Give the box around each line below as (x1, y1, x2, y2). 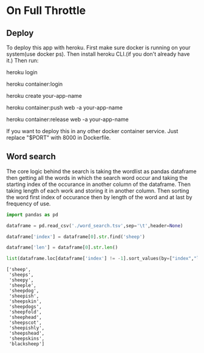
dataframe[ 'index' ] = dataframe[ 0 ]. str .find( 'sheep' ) (6, 233, 146, 240)
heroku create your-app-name (6, 92, 82, 99)
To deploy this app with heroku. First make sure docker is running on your (6, 44, 191, 51)
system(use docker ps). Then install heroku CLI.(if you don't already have (6, 50, 190, 58)
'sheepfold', (8, 309, 42, 315)
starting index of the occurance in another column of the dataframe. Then (6, 180, 191, 188)
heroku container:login (6, 80, 63, 87)
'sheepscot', (8, 320, 42, 326)
